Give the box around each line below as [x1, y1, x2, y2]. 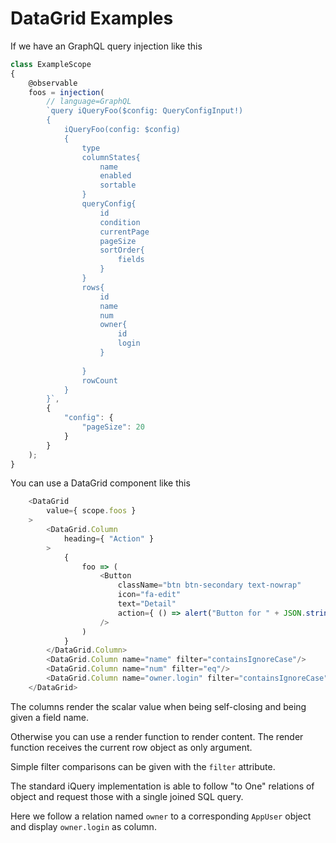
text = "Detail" [117, 599, 177, 609]
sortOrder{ [99, 245, 145, 256]
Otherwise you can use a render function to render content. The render [10, 730, 304, 742]
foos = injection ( [28, 87, 105, 97]
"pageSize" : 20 [81, 422, 145, 432]
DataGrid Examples [10, 7, 174, 30]
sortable [99, 180, 137, 191]
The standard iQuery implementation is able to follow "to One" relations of [10, 780, 315, 792]
